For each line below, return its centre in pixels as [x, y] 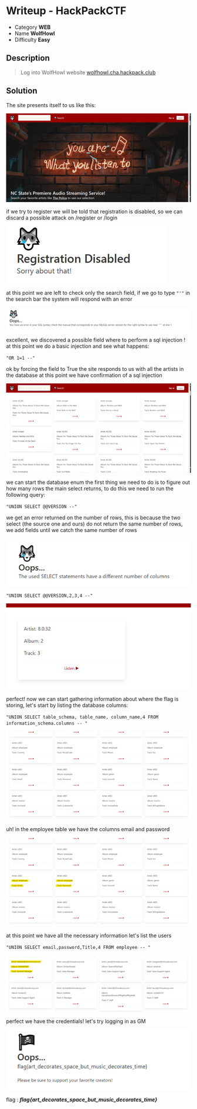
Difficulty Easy [32, 39]
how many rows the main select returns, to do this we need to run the [90, 488]
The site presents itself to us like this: [51, 105]
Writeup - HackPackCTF [66, 11]
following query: [26, 494]
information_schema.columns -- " [47, 723]
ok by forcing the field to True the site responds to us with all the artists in [95, 369]
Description [28, 58]
